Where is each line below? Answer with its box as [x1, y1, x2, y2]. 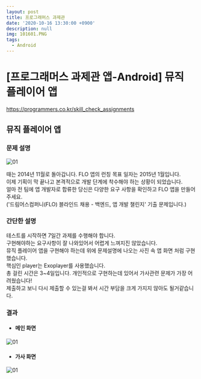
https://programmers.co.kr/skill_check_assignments [6, 105, 135, 112]
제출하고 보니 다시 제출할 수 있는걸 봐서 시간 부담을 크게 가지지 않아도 [6, 284, 169, 292]
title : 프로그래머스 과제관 [6, 14, 65, 20]
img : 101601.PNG [6, 31, 47, 37]
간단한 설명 [6, 217, 37, 226]
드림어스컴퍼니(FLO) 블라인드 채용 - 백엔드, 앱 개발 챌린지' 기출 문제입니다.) [10, 200, 187, 208]
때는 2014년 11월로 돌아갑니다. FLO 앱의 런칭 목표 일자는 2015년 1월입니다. [6, 170, 181, 177]
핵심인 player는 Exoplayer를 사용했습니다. [6, 262, 105, 269]
